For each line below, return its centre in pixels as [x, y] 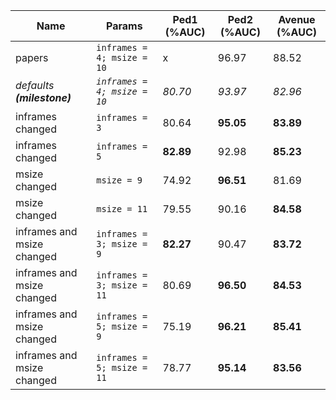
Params [124, 26]
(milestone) [43, 97]
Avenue [297, 19]
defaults [35, 85]
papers [32, 57]
